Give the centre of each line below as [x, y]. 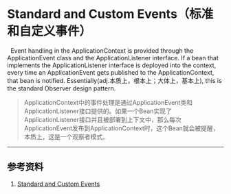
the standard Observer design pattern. [62, 88]
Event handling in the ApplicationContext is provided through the [102, 50]
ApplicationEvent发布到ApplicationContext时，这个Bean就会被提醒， [121, 128]
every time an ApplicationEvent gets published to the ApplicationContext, [111, 72]
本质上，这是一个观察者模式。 [66, 136]
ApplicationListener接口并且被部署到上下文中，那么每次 [103, 119]
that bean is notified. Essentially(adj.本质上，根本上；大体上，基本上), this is [114, 80]
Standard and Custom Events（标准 [110, 14]
